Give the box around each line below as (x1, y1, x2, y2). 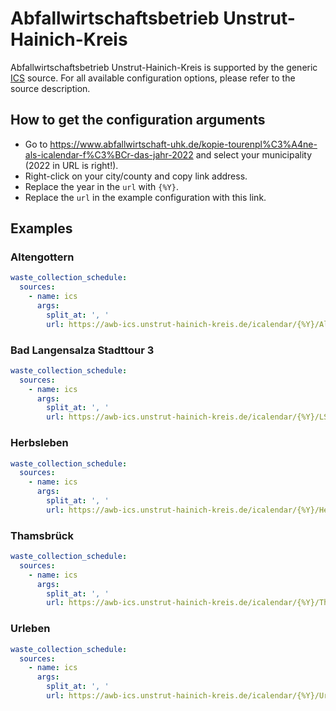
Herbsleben (10, 436, 69, 450)
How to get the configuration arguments (10, 112, 266, 129)
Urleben (10, 622, 51, 636)
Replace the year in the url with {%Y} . (24, 180, 179, 192)
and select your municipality (195, 148, 313, 161)
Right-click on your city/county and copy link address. (24, 170, 248, 182)
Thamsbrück (10, 528, 74, 542)
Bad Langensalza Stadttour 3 (10, 343, 155, 357)
